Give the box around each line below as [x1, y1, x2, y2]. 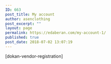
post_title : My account [5, 12, 55, 17]
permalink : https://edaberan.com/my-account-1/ [5, 30, 106, 35]
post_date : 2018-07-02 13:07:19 [5, 40, 72, 45]
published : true [5, 35, 39, 40]
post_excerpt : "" [5, 21, 41, 26]
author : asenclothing [5, 16, 50, 21]
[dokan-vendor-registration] [5, 53, 63, 59]
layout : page [5, 26, 32, 31]
